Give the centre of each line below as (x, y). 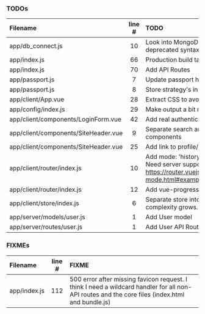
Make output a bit (171, 109)
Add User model (169, 217)
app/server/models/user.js (47, 217)
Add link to (161, 147)
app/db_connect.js (36, 46)
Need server (163, 164)
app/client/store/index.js (44, 203)
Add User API (165, 227)
